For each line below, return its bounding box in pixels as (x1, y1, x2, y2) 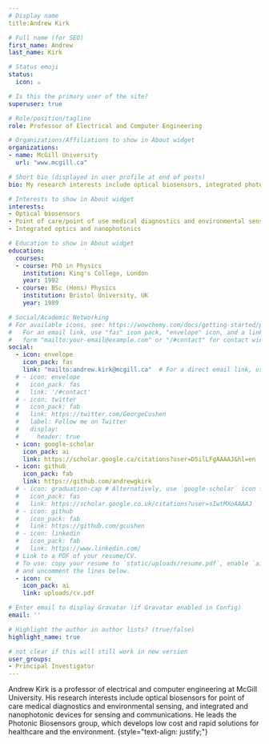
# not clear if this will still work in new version (8, 647, 188, 656)
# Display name (8, 11, 59, 20)
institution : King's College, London (22, 269, 149, 277)
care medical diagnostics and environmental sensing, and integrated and (8, 702, 248, 711)
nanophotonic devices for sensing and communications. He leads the (8, 710, 237, 720)
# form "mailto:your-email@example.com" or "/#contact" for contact (8, 336, 249, 344)
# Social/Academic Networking (8, 313, 110, 321)
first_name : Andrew (8, 41, 74, 49)
